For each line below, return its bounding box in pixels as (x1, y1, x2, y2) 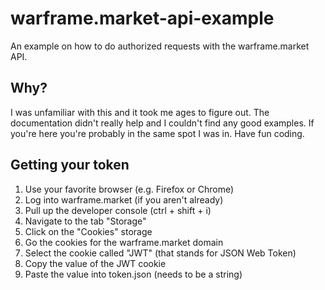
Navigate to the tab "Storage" (24, 215, 147, 227)
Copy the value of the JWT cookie (24, 257, 167, 269)
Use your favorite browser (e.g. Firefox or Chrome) (24, 183, 235, 195)
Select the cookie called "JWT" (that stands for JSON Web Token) (24, 247, 297, 259)
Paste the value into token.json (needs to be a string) (24, 268, 243, 280)
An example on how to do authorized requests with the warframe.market (10, 40, 310, 52)
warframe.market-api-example (10, 7, 275, 30)
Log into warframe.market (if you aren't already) (24, 193, 224, 206)
